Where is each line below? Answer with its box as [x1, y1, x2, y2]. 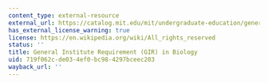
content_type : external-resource [8, 11, 120, 20]
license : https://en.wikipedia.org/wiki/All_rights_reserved [8, 33, 216, 42]
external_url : [8, 19, 56, 27]
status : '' [8, 41, 45, 49]
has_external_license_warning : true [8, 26, 130, 34]
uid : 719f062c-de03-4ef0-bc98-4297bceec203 [8, 56, 156, 64]
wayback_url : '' [8, 63, 62, 71]
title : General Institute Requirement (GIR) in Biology [8, 48, 198, 56]
